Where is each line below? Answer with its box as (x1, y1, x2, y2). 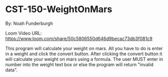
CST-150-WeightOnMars (5, 4, 113, 15)
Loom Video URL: (5, 30, 42, 36)
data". (5, 67, 18, 73)
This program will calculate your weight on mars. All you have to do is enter (5, 45, 163, 51)
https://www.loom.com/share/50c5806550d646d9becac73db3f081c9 (5, 35, 153, 42)
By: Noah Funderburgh (5, 20, 53, 26)
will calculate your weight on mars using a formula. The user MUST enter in (5, 56, 163, 62)
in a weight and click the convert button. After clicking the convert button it (5, 51, 162, 57)
